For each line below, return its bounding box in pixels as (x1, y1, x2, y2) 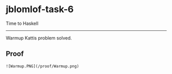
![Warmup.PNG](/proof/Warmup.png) (6, 63, 80, 69)
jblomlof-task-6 (6, 4, 74, 15)
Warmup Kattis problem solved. (6, 34, 72, 41)
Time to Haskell (6, 20, 39, 26)
